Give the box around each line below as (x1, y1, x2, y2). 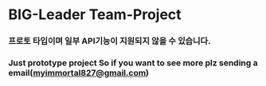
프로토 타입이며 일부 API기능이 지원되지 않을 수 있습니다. (8, 36, 211, 47)
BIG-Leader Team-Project (8, 6, 182, 24)
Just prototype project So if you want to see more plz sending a (8, 57, 258, 68)
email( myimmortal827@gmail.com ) (8, 68, 150, 79)
